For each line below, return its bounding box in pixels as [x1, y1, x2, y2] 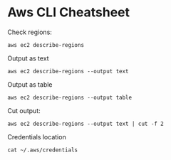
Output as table [7, 80, 53, 89]
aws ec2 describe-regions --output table [7, 94, 133, 101]
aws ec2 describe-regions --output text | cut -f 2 [7, 120, 164, 127]
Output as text [7, 54, 49, 63]
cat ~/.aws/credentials [7, 146, 78, 154]
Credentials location [7, 132, 66, 141]
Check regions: [7, 28, 52, 36]
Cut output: [7, 106, 41, 114]
